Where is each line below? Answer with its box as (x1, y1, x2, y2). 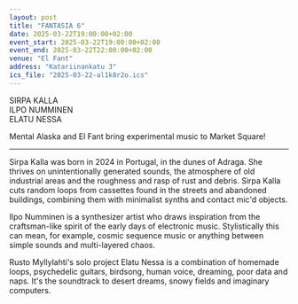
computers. (9, 285, 51, 295)
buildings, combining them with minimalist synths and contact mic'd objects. (9, 194, 288, 205)
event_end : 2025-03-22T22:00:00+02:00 (9, 46, 153, 55)
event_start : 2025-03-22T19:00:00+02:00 (9, 37, 161, 47)
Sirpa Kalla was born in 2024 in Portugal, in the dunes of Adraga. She (9, 156, 263, 167)
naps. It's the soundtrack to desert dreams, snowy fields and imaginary (9, 276, 270, 286)
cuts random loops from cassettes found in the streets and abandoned (9, 184, 268, 195)
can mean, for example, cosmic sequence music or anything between (9, 230, 264, 240)
